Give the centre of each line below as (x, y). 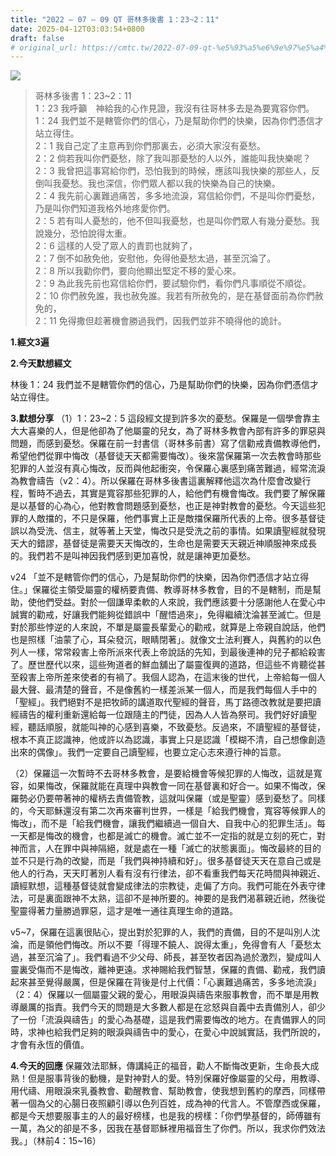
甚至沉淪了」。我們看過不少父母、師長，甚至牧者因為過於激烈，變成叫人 (174, 957)
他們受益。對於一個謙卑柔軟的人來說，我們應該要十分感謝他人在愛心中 (181, 602)
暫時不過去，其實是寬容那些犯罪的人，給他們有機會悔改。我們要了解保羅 (176, 493)
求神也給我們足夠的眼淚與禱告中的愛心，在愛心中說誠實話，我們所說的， (176, 1032)
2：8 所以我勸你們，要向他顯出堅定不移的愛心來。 (138, 271)
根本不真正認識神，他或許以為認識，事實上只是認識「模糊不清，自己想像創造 (168, 740)
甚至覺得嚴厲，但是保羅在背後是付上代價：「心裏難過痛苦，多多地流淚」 (174, 982)
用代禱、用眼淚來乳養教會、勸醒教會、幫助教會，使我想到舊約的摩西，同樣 (163, 1091)
